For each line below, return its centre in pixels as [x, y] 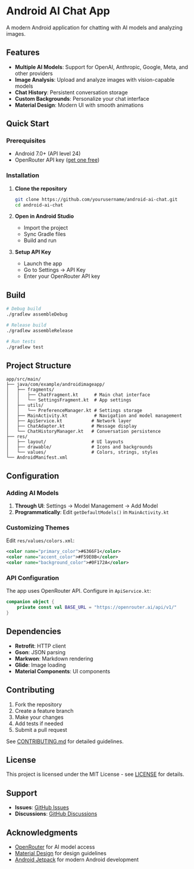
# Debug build [24, 309]
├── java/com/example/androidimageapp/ [56, 385]
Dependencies [34, 631]
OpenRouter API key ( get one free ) [57, 160]
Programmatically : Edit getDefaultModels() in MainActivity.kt [92, 512]
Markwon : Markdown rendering [54, 658]
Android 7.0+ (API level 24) [48, 154]
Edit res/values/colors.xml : [40, 540]
